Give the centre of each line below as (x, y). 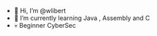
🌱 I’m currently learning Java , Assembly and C (82, 18)
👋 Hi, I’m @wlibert (40, 11)
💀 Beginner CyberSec (45, 25)
